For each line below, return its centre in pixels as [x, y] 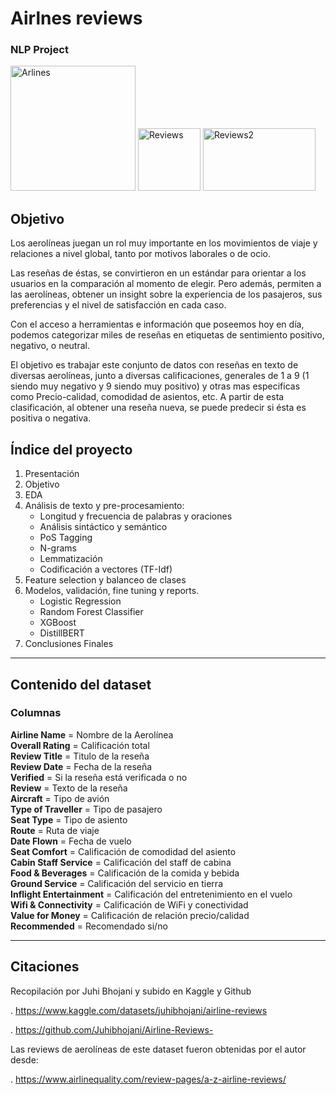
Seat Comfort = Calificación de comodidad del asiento [123, 851]
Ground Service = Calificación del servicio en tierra [116, 883]
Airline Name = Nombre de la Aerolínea [92, 734]
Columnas [36, 713]
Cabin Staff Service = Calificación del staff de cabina [121, 862]
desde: [24, 1059]
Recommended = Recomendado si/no [89, 926]
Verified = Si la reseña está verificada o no [99, 777]
